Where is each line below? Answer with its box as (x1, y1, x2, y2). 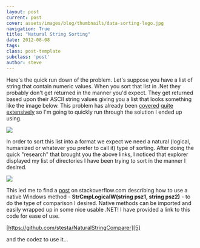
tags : (6, 43, 20, 49)
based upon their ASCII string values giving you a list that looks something (6, 95, 192, 103)
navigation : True (6, 25, 50, 32)
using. (6, 114, 22, 122)
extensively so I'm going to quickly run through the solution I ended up (6, 108, 182, 116)
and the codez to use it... (6, 235, 68, 243)
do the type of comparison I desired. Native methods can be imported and (6, 199, 192, 206)
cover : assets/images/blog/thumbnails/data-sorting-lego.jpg (6, 20, 164, 26)
